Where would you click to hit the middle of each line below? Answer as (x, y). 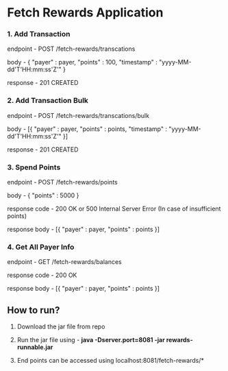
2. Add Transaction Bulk (48, 101)
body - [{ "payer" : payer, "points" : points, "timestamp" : (87, 129)
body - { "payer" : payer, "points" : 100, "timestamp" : (82, 62)
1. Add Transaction (39, 34)
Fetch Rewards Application (85, 13)
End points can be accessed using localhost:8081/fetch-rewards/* (110, 361)
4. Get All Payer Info (41, 247)
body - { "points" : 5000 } (43, 195)
